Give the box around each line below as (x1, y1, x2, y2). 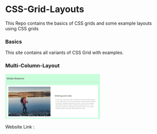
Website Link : (5, 123, 35, 129)
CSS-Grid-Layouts (5, 4, 84, 15)
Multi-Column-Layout (5, 62, 60, 69)
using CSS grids (5, 25, 39, 31)
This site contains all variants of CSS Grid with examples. (5, 49, 124, 56)
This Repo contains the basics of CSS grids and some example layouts (5, 20, 152, 26)
